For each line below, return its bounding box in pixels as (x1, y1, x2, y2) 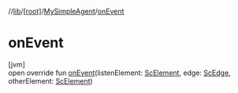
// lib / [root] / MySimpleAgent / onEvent (8, 7, 125, 16)
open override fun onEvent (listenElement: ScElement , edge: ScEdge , (8, 68, 231, 77)
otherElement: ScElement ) (8, 76, 93, 85)
